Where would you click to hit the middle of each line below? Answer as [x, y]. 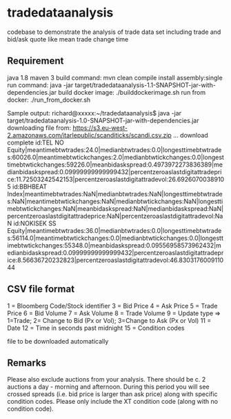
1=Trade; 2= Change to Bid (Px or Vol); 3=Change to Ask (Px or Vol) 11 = [109, 320]
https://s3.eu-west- [100, 128]
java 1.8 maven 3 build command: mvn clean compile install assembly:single [115, 77]
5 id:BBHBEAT [27, 186]
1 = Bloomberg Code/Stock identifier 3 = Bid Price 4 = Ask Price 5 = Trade [112, 306]
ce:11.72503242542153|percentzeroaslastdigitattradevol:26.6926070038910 [116, 179]
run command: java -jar [40, 85]
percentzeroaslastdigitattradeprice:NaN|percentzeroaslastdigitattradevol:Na [115, 216]
